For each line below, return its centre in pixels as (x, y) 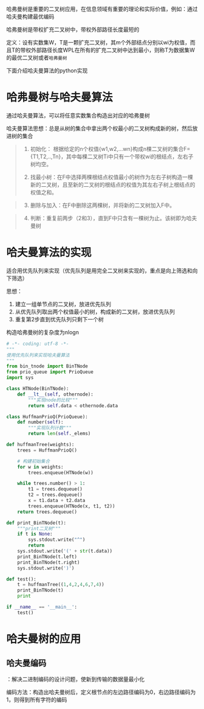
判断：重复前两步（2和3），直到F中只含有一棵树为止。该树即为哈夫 (114, 218)
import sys (20, 378)
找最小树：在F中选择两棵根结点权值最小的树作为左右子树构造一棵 (111, 177)
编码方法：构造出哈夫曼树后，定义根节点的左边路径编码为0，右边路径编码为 (101, 692)
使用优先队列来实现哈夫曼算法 (38, 355)
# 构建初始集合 (34, 461)
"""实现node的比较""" (53, 400)
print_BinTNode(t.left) (47, 557)
